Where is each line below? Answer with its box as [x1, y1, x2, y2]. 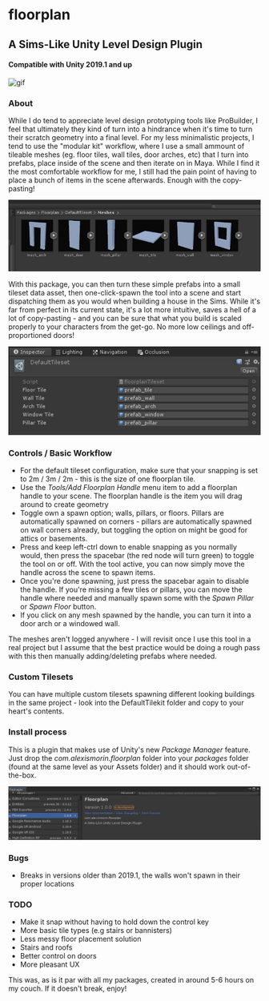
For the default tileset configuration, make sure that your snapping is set [19, 465, 259, 475]
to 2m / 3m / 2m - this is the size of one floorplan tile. [19, 474, 196, 484]
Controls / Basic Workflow [8, 447, 112, 458]
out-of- [227, 762, 251, 771]
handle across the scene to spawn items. [19, 567, 156, 577]
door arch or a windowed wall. [19, 618, 120, 628]
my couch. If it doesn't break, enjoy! [8, 983, 127, 994]
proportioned [8, 330, 52, 340]
